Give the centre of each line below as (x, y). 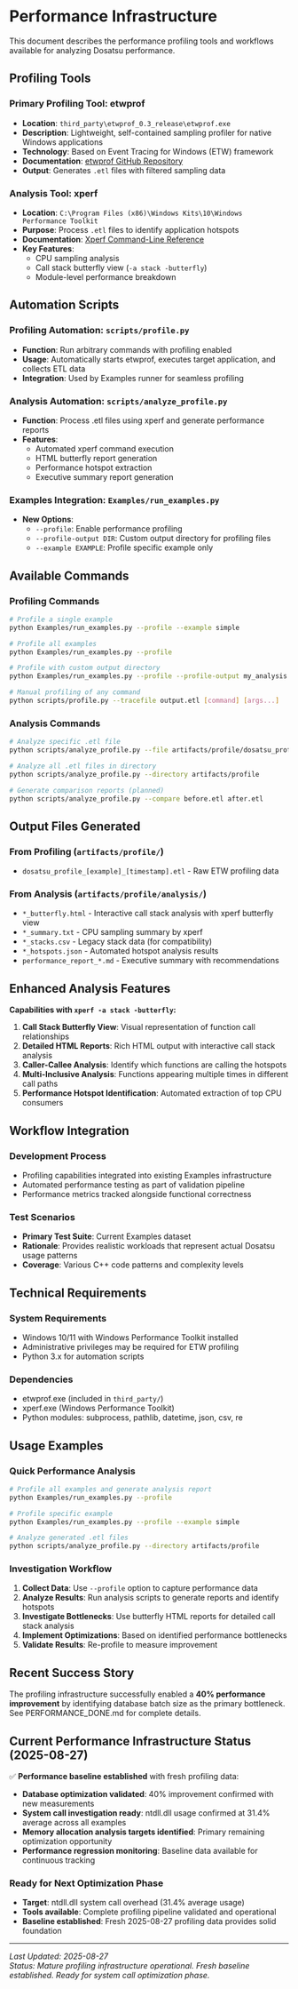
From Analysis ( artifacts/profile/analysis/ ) (108, 894)
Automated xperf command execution (105, 448)
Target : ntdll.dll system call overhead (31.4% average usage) (133, 1903)
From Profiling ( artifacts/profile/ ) (86, 851)
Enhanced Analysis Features (90, 988)
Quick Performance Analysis (72, 1471)
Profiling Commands (55, 601)
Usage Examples (56, 1446)
